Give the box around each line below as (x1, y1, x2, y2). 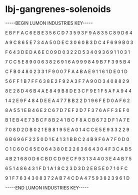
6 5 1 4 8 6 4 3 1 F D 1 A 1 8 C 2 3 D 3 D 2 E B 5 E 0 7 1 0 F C (5, 165, 128, 171)
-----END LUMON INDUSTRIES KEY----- (5, 184, 89, 190)
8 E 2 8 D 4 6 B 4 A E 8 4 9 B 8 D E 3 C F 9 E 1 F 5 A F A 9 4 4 (5, 87, 132, 93)
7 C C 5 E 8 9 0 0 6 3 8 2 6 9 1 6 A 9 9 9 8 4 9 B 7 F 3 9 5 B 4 (5, 58, 130, 64)
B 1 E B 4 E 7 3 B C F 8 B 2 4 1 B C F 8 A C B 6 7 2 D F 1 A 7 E (5, 116, 130, 123)
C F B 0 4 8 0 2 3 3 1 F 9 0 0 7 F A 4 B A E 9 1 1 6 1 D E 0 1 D (5, 68, 127, 74)
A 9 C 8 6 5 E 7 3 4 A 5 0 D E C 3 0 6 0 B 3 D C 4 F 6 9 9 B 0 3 (5, 39, 133, 45)
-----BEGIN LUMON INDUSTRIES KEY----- (5, 20, 93, 26)
